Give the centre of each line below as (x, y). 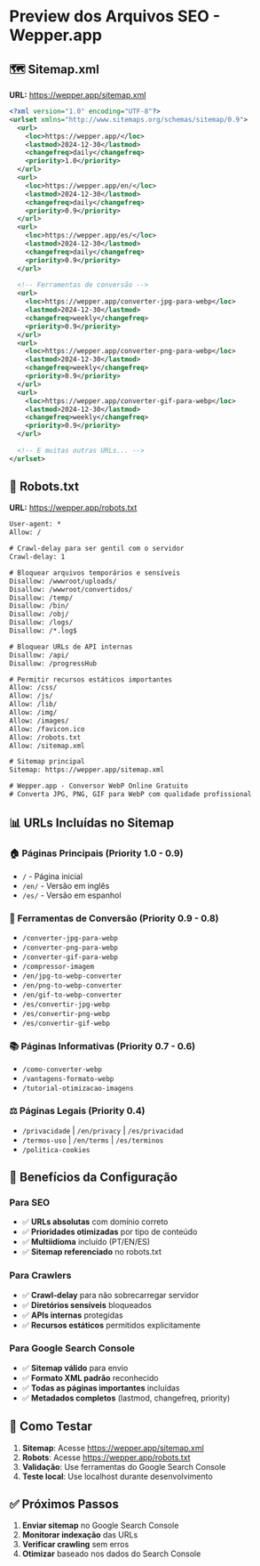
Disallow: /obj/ (39, 614)
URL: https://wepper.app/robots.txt (73, 508)
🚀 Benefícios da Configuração (94, 1177)
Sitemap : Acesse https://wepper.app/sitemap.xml (113, 1448)
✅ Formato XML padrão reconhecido (90, 1377)
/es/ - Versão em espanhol (71, 895)
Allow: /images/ (39, 721)
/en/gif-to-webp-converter (72, 995)
